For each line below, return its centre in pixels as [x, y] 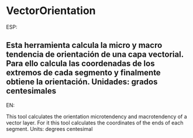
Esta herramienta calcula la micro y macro [84, 45]
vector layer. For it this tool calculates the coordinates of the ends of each [95, 123]
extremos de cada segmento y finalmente [83, 73]
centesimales [31, 91]
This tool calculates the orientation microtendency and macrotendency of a [96, 116]
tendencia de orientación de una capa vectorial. [95, 55]
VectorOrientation [51, 11]
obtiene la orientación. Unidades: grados [82, 82]
